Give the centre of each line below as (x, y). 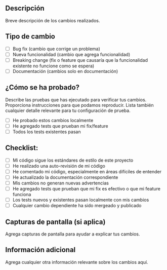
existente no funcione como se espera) (53, 66)
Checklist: (22, 148)
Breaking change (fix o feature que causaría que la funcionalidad (80, 60)
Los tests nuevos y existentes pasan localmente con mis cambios (81, 200)
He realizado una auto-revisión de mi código (59, 166)
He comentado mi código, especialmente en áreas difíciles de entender (87, 171)
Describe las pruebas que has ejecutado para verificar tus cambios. (76, 100)
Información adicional (40, 250)
